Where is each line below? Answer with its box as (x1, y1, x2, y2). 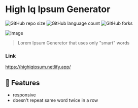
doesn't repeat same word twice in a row (12, 97, 98, 103)
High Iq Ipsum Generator (5, 4, 111, 15)
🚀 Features (5, 78, 40, 87)
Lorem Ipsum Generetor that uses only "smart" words (17, 39, 130, 46)
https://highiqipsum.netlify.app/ (5, 64, 71, 70)
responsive (12, 92, 37, 98)
